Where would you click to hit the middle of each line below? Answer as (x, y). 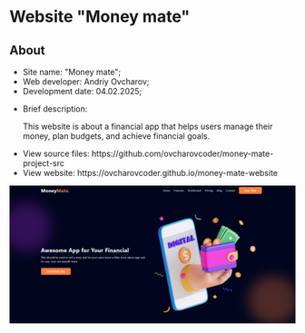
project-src (44, 163)
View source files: (56, 153)
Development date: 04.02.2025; (82, 91)
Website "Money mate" (100, 17)
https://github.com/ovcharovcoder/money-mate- (182, 153)
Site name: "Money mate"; (72, 72)
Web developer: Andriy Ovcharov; (86, 82)
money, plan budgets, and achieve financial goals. (116, 136)
